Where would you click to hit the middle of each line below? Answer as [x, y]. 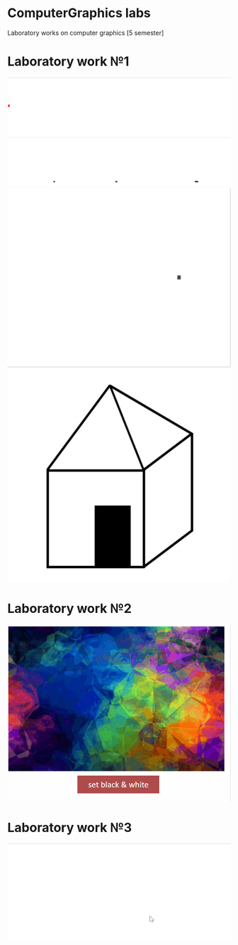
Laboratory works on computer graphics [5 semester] [86, 33]
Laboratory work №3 [70, 827]
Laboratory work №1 [68, 62]
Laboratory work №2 [70, 608]
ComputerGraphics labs [79, 13]
